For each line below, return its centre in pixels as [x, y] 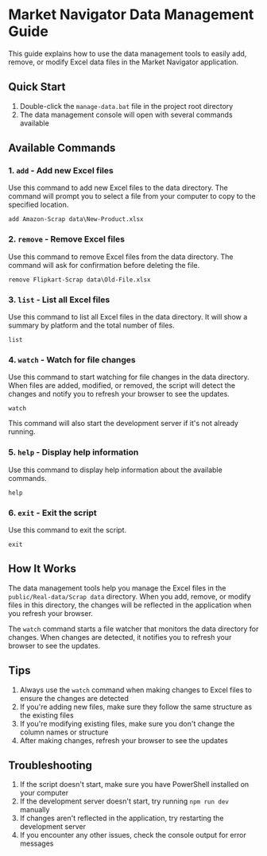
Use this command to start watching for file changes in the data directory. [129, 377]
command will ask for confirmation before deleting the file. [104, 265]
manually [35, 810]
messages [37, 843]
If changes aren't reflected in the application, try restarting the [122, 818]
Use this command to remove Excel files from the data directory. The [121, 257]
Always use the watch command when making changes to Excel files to [136, 690]
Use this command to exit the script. [68, 529]
